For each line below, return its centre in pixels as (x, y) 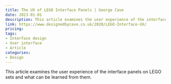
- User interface (24, 43)
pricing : (15, 29)
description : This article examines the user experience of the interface (86, 19)
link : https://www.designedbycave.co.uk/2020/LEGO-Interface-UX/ (76, 24)
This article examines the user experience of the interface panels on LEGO (83, 72)
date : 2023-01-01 (24, 15)
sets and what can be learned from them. (49, 77)
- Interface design (26, 39)
